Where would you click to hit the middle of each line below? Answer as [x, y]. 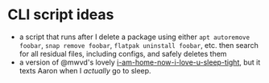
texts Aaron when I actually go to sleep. [85, 70]
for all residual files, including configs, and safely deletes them [123, 53]
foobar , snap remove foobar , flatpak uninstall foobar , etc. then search [139, 45]
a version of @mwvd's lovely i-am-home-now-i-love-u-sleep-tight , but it [140, 62]
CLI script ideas [61, 15]
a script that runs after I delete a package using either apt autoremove [134, 37]
